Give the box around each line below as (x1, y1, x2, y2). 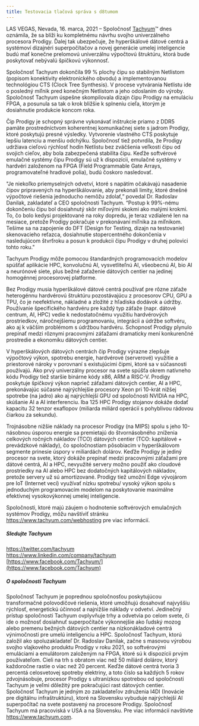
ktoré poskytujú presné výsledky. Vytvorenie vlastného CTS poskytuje (6, 131, 178, 138)
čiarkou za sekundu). (6, 411, 58, 418)
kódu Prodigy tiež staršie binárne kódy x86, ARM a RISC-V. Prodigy (6, 373, 170, 380)
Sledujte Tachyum (6, 530, 52, 537)
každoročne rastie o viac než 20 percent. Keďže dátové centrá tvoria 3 (6, 662, 179, 669)
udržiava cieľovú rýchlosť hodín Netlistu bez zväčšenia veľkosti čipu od (6, 143, 181, 150)
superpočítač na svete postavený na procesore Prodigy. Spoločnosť (6, 700, 173, 708)
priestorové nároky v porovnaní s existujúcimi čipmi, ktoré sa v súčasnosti (6, 360, 187, 367)
